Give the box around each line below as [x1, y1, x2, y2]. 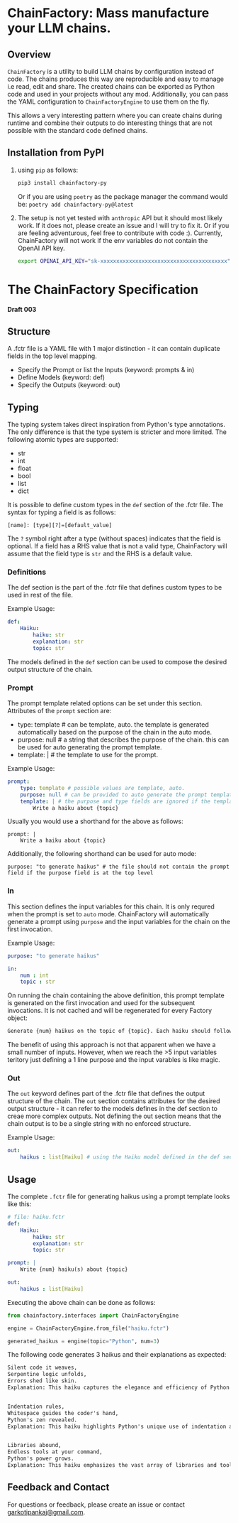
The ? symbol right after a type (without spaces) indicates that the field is [7, 534, 221, 543]
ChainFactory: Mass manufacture [7, 5, 210, 21]
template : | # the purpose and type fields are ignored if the [20, 798, 211, 805]
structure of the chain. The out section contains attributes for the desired [7, 1097, 221, 1105]
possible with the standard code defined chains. [7, 126, 148, 134]
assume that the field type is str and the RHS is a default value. [7, 549, 193, 558]
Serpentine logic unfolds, [7, 1371, 87, 1378]
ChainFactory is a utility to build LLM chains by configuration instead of [7, 67, 215, 75]
